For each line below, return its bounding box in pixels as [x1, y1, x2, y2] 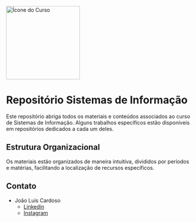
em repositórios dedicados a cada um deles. [6, 125, 114, 132]
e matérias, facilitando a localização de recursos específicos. [6, 164, 155, 171]
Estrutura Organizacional [6, 142, 100, 152]
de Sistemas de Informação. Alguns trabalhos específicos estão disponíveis [6, 119, 190, 126]
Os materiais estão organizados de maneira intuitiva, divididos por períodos [6, 158, 190, 165]
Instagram [23, 209, 48, 216]
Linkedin [23, 203, 44, 210]
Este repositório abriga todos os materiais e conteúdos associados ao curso [6, 113, 190, 120]
